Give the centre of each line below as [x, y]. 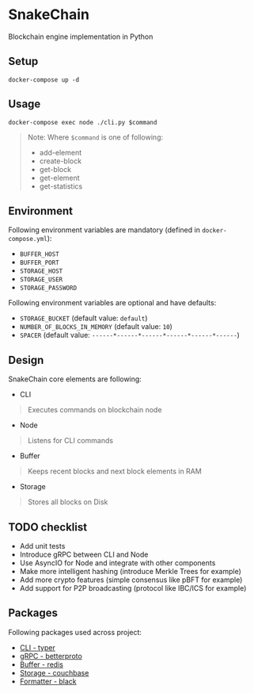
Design [26, 360]
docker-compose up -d [44, 80]
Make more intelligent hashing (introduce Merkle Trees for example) [130, 571]
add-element [61, 152]
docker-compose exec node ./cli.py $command [83, 122]
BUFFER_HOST [39, 255]
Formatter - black [48, 681]
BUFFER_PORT [39, 263]
